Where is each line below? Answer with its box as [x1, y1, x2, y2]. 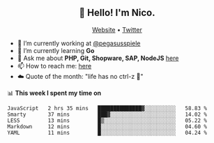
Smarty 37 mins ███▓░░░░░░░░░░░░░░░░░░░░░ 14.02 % [7, 111, 208, 118]
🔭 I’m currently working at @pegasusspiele [17, 39, 141, 47]
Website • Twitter [91, 25, 143, 33]
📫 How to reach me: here [17, 61, 92, 70]
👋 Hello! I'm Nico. [79, 7, 155, 19]
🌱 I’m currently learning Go [17, 46, 95, 54]
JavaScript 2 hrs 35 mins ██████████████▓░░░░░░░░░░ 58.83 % [7, 105, 208, 112]
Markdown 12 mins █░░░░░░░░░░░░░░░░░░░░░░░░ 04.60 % [7, 123, 208, 130]
